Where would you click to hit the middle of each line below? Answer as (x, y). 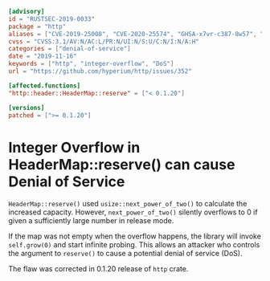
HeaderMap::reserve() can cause (122, 164)
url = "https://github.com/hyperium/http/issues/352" (100, 71)
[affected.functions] (45, 86)
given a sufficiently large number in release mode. (91, 221)
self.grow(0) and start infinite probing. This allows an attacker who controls (134, 245)
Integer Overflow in (74, 147)
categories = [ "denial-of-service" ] (70, 49)
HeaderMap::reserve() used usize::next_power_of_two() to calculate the (128, 204)
